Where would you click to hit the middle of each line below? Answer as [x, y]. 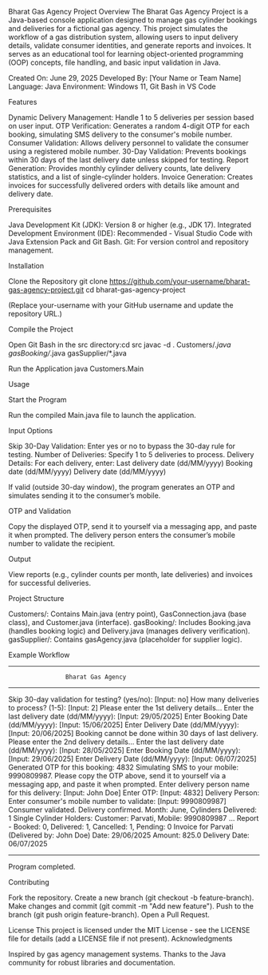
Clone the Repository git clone [58, 281]
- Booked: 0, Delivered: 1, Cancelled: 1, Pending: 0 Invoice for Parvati [121, 827]
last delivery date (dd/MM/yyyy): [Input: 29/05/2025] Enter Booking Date [128, 716]
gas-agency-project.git [46, 290]
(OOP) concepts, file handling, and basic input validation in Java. [114, 62]
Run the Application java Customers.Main [76, 368]
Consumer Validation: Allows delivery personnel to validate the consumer [128, 143]
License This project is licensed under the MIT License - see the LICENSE [129, 930]
